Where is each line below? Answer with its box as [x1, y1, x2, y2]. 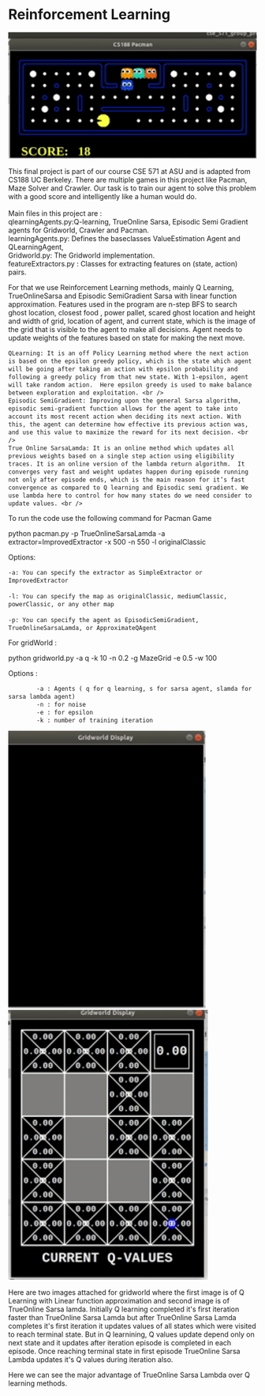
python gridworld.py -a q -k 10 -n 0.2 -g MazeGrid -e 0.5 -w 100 [8, 654, 218, 663]
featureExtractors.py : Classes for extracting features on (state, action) [8, 259, 238, 269]
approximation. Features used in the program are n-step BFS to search [8, 300, 238, 309]
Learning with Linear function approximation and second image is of [8, 1296, 230, 1306]
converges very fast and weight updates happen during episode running [8, 468, 248, 476]
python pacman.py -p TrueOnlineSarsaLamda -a [8, 529, 166, 538]
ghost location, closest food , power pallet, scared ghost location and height [8, 308, 256, 318]
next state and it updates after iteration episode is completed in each [8, 1338, 232, 1348]
